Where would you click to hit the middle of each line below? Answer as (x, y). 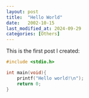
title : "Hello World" (34, 17)
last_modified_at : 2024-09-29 (44, 28)
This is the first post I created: (43, 51)
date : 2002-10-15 (30, 23)
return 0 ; (29, 84)
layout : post (22, 12)
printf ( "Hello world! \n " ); (50, 78)
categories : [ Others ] (33, 34)
